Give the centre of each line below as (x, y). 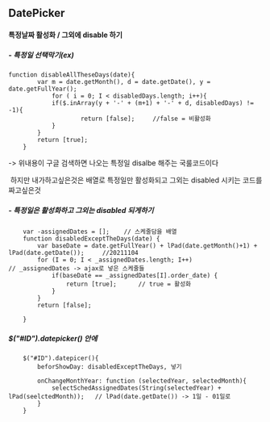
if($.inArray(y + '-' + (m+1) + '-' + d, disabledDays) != (152, 103)
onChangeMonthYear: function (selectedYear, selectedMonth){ (142, 381)
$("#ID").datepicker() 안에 (53, 338)
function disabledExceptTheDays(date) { (91, 238)
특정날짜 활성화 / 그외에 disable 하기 (66, 35)
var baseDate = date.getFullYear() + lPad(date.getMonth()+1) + (147, 245)
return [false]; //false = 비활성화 (145, 119)
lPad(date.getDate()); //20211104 (73, 253)
